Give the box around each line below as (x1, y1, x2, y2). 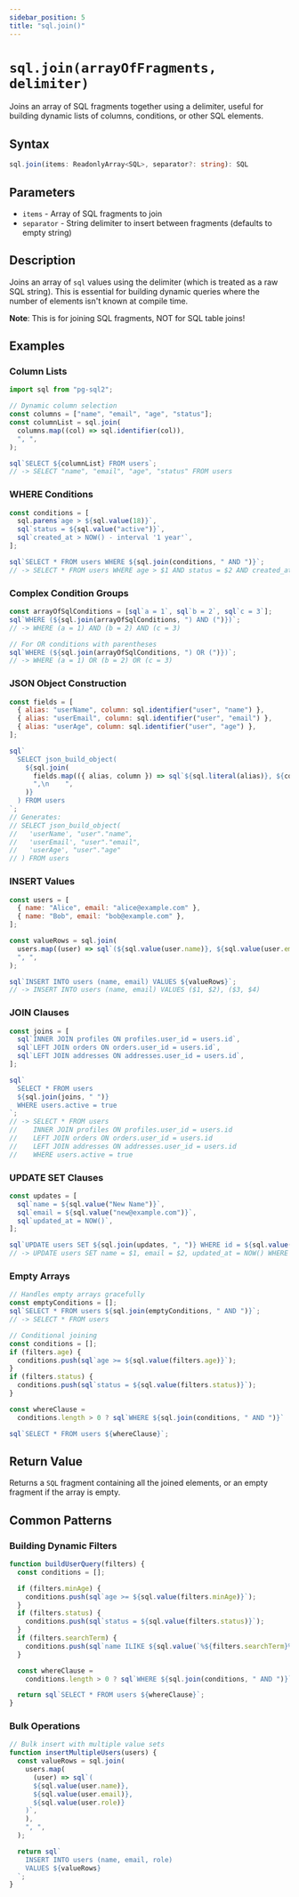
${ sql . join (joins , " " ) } (17, 1092, 109, 1102)
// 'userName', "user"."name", (9, 829, 133, 838)
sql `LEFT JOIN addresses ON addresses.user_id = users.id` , (17, 1052, 245, 1061)
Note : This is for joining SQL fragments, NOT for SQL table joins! (9, 312, 246, 323)
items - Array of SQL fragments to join (21, 208, 163, 219)
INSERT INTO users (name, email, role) (25, 1855, 174, 1864)
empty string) (21, 227, 73, 238)
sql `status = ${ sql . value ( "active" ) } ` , (17, 525, 166, 534)
